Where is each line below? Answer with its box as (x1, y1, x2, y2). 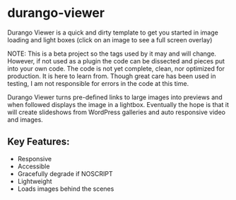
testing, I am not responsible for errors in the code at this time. (7, 79, 189, 87)
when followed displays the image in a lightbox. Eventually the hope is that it (7, 100, 230, 108)
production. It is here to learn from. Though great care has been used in (7, 72, 216, 80)
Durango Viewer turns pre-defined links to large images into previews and (7, 93, 223, 101)
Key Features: (7, 136, 70, 148)
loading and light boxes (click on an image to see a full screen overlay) (7, 35, 213, 44)
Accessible (17, 162, 50, 170)
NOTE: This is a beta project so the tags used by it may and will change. (7, 49, 217, 58)
